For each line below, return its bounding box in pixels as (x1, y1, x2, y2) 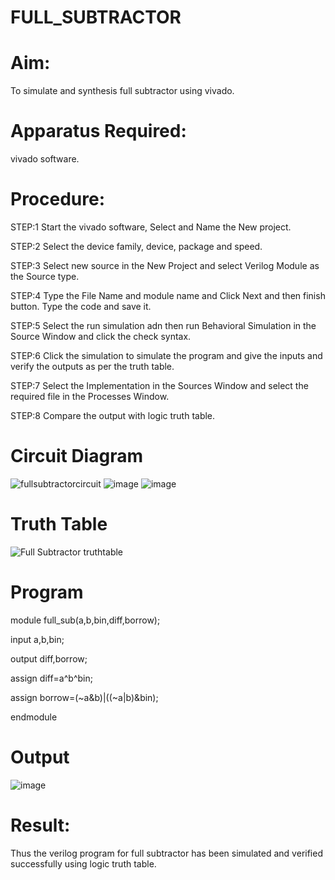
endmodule (10, 711, 58, 723)
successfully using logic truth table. (10, 857, 157, 870)
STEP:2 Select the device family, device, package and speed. (10, 241, 263, 252)
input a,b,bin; (10, 633, 65, 645)
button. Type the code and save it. (10, 301, 152, 312)
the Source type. (10, 271, 80, 282)
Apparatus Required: (10, 120, 187, 143)
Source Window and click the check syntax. (10, 331, 192, 342)
